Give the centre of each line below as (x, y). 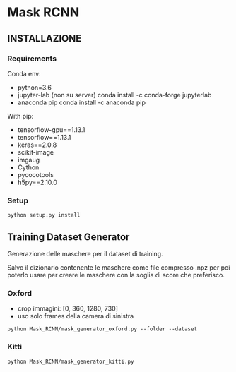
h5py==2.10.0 (37, 182)
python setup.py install (44, 215)
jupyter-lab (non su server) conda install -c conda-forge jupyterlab (114, 95)
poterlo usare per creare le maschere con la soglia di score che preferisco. (116, 275)
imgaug (29, 160)
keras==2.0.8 (37, 145)
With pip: (20, 116)
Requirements (32, 59)
